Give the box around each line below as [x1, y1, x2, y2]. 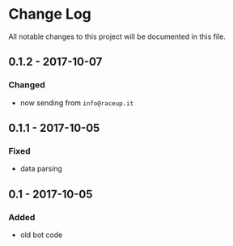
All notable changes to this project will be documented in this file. [8, 32, 227, 41]
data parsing [19, 163, 63, 174]
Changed [8, 79, 46, 91]
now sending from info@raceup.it [19, 98, 134, 108]
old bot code [19, 230, 63, 240]
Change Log [8, 5, 91, 23]
